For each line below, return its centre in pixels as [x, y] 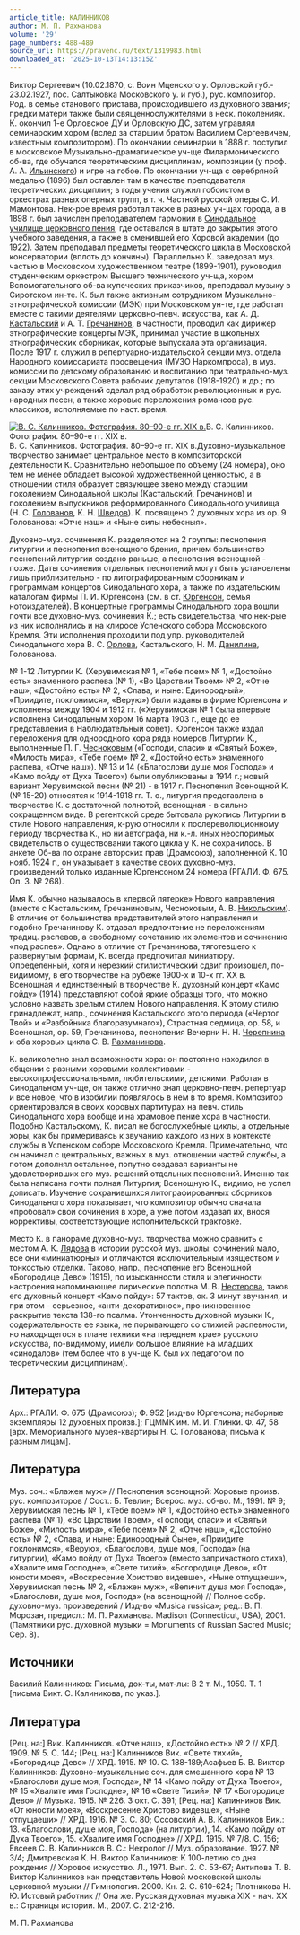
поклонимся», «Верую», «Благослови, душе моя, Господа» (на [130, 1548]
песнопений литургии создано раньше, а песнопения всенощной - [138, 559]
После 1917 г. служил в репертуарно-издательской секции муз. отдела [146, 352]
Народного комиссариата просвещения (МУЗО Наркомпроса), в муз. [142, 361]
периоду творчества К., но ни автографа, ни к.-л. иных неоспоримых [142, 833]
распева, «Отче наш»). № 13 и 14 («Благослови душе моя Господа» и [142, 767]
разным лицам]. [40, 1441]
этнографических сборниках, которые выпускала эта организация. [138, 343]
